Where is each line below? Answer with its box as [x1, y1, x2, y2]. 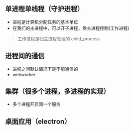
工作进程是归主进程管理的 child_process [17, 35, 100, 41]
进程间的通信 [5, 52, 45, 60]
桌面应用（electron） [5, 117, 71, 126]
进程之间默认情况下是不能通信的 [12, 66, 78, 72]
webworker [12, 71, 36, 77]
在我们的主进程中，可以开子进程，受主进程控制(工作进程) [12, 25, 130, 31]
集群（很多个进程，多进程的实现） [5, 87, 110, 96]
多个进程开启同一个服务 [12, 101, 61, 107]
